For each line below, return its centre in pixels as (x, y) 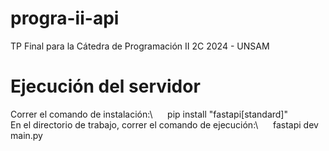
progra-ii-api (65, 18)
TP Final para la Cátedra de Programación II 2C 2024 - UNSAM (140, 46)
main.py (26, 135)
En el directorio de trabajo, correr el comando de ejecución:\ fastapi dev (164, 124)
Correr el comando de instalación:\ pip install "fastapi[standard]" (149, 114)
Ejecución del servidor (105, 86)
